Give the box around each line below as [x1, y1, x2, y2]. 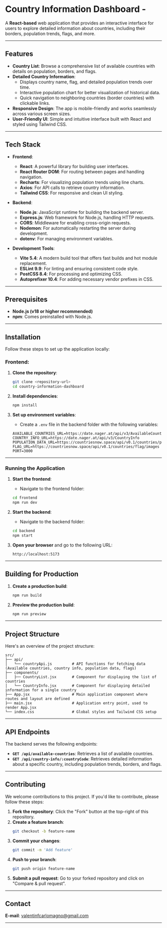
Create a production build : [12, 583, 68, 589]
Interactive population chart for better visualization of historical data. [19, 89, 161, 95]
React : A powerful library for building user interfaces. [19, 163, 129, 169]
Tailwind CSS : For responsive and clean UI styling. [19, 189, 124, 195]
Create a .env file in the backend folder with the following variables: [19, 421, 159, 427]
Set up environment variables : [12, 412, 76, 418]
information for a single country [5, 688, 77, 693]
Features [5, 50, 33, 58]
